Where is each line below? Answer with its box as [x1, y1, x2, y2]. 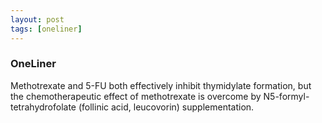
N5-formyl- [263, 90, 310, 102]
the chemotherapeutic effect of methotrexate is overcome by [10, 90, 262, 102]
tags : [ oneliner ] [10, 24, 83, 34]
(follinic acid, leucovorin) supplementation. [78, 101, 255, 113]
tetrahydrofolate [10, 101, 77, 113]
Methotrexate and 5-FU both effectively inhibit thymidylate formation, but [10, 79, 312, 91]
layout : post [10, 14, 65, 25]
